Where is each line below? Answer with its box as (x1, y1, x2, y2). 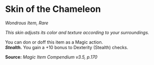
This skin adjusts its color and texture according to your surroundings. (5, 29, 150, 35)
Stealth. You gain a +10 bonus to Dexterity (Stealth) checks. (5, 44, 128, 50)
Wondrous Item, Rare (5, 20, 49, 26)
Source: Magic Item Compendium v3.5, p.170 (5, 54, 98, 60)
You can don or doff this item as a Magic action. (5, 39, 103, 45)
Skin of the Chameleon (5, 3, 101, 15)
